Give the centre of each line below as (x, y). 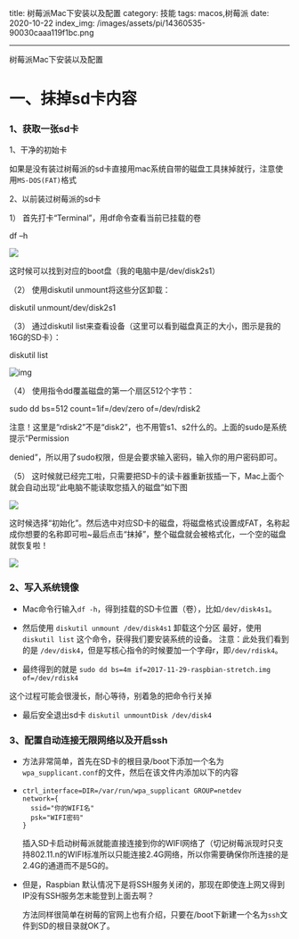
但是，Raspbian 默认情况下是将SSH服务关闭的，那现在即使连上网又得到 (153, 885)
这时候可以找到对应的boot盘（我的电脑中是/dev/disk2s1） (115, 271)
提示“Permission (39, 438)
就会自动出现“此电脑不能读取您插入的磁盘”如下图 (99, 487)
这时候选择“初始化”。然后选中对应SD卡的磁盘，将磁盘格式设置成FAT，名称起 (149, 523)
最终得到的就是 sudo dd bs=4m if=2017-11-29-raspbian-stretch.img (146, 669)
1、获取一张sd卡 (44, 129)
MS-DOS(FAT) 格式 (47, 180)
